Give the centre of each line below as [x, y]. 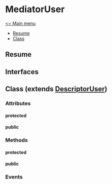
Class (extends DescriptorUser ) [56, 89]
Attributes [18, 103]
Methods [16, 140]
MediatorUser [35, 9]
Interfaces [22, 72]
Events [14, 177]
